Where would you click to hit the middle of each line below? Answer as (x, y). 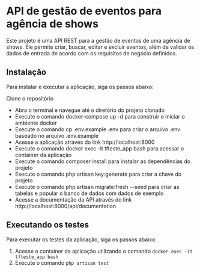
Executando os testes (47, 225)
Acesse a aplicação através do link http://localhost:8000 (85, 142)
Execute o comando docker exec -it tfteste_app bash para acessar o (99, 148)
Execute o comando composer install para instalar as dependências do (103, 161)
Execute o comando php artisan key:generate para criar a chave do (98, 174)
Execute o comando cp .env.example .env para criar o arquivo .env (98, 129)
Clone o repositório (30, 98)
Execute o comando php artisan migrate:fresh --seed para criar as (97, 187)
